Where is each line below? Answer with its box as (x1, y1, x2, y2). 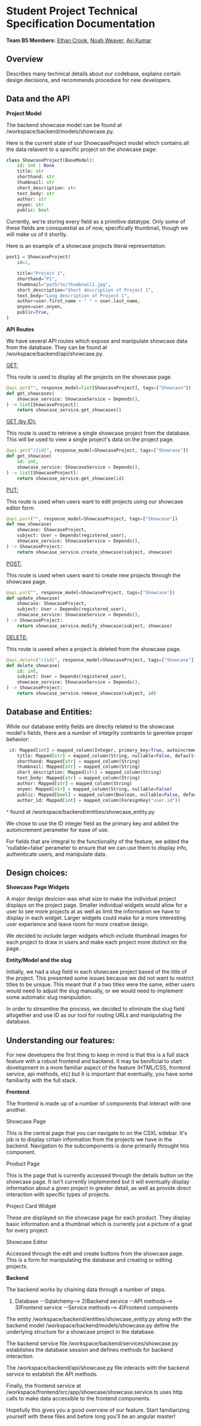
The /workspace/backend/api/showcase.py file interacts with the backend (6, 1364, 190, 1371)
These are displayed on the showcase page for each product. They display (6, 1214, 191, 1221)
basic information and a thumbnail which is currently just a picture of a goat (6, 1221, 193, 1228)
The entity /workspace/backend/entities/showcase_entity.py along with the (6, 1316, 192, 1323)
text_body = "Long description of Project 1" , (17, 292, 130, 299)
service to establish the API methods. (6, 1370, 99, 1378)
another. (6, 1106, 27, 1113)
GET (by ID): (6, 418, 37, 425)
